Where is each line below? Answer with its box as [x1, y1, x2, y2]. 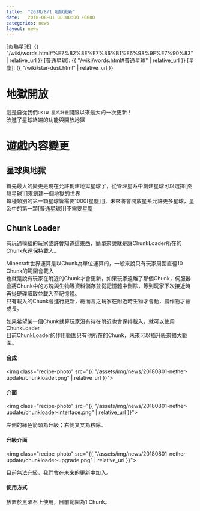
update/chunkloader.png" [6, 374, 70, 382]
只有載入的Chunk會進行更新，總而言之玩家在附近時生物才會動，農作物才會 [6, 297, 191, 305]
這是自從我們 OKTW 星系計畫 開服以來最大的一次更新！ [6, 109, 133, 116]
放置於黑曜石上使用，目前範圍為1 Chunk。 [6, 498, 111, 506]
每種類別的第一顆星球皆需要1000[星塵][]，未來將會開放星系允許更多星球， [6, 197, 189, 205]
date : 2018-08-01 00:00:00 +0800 [6, 14, 95, 20]
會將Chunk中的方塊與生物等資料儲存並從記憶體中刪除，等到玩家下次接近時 [6, 282, 191, 290]
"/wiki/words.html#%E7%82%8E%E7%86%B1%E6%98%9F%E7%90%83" [6, 49, 193, 57]
